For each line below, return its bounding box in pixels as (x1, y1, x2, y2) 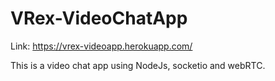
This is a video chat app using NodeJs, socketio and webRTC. (10, 59, 266, 71)
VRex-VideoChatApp (10, 7, 188, 30)
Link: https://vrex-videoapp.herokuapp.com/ (10, 40, 193, 52)
